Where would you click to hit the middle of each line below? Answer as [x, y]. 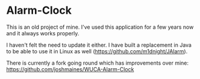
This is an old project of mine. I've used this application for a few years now [100, 27]
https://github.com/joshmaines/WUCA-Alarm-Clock [70, 69]
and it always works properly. [43, 33]
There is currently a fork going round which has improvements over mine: [97, 63]
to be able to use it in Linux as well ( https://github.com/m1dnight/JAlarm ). [97, 51]
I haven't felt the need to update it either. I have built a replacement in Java [99, 45]
